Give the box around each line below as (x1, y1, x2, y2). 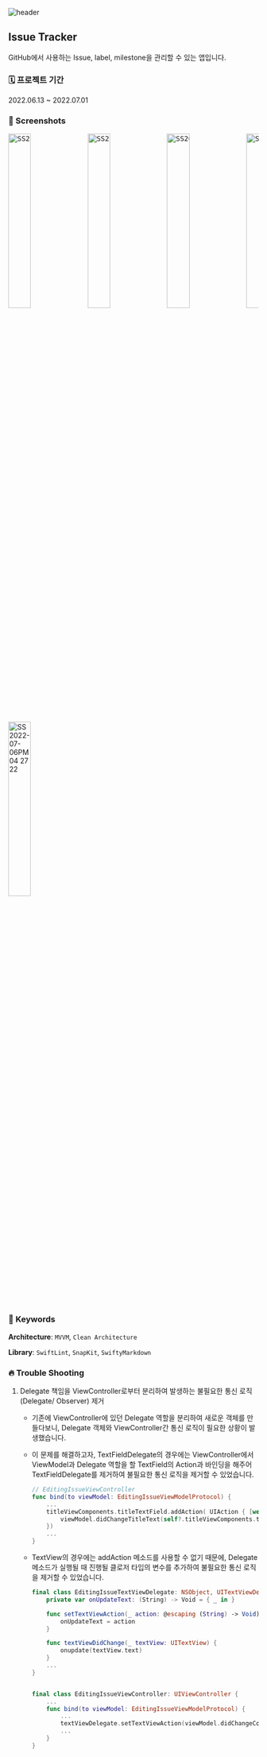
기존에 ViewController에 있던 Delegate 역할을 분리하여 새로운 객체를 (31, 1413, 246, 1422)
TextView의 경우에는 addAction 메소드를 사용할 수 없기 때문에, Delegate (31, 1553, 258, 1562)
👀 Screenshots (8, 115, 66, 126)
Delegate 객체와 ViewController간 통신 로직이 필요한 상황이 (61, 1423, 248, 1432)
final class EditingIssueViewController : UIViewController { (31, 1689, 238, 1698)
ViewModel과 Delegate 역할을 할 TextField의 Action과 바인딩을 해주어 (31, 1460, 253, 1469)
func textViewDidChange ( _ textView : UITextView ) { (46, 1639, 217, 1647)
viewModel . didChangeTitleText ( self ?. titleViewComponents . (60, 1515, 257, 1523)
